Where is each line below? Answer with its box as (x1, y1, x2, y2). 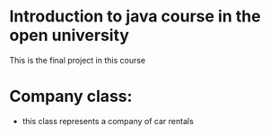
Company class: (9, 87, 133, 106)
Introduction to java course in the (9, 6, 262, 27)
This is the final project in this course (9, 55, 146, 65)
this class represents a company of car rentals (22, 115, 195, 126)
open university (9, 25, 130, 46)
